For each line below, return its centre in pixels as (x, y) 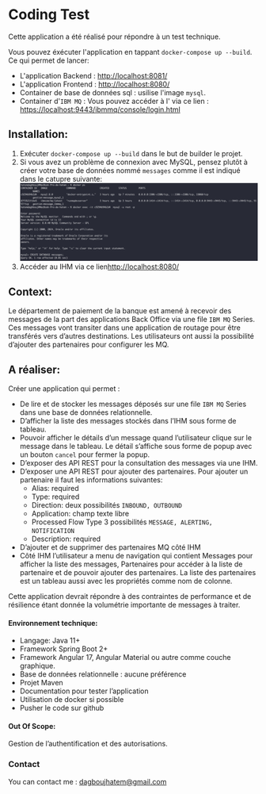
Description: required (66, 539)
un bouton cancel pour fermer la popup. (85, 455)
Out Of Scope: (32, 726)
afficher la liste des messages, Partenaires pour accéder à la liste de (131, 564)
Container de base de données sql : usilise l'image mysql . (113, 92)
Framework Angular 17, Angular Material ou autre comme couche (125, 658)
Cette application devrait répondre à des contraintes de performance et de (130, 596)
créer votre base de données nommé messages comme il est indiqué (130, 170)
